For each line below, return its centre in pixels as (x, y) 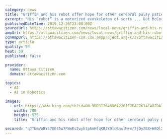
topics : (13, 83)
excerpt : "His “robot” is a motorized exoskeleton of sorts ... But (78, 19)
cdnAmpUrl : (16, 38)
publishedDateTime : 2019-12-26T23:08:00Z (49, 24)
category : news (21, 10)
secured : (14, 129)
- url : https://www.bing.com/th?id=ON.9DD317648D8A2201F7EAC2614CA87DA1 (86, 106)
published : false (23, 56)
